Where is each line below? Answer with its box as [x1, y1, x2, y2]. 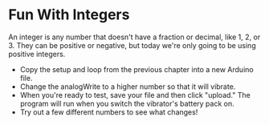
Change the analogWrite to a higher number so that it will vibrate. [19, 82, 236, 91]
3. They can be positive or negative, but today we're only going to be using [8, 40, 256, 50]
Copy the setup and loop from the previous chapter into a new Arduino [19, 64, 255, 74]
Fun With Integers [8, 6, 130, 24]
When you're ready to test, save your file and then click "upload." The [19, 90, 251, 99]
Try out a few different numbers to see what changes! [19, 107, 198, 117]
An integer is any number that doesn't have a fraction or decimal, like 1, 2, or [8, 32, 261, 42]
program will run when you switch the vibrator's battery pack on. [19, 99, 234, 108]
